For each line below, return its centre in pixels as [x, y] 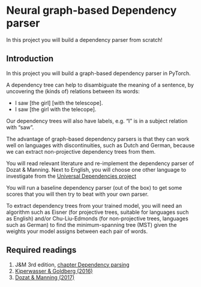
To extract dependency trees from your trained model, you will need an [94, 205]
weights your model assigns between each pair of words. [77, 231]
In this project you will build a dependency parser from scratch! [85, 40]
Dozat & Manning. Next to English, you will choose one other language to [96, 169]
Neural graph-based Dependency [91, 11]
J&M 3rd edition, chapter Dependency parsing [72, 264]
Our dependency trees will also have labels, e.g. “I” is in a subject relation [97, 121]
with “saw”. [20, 127]
